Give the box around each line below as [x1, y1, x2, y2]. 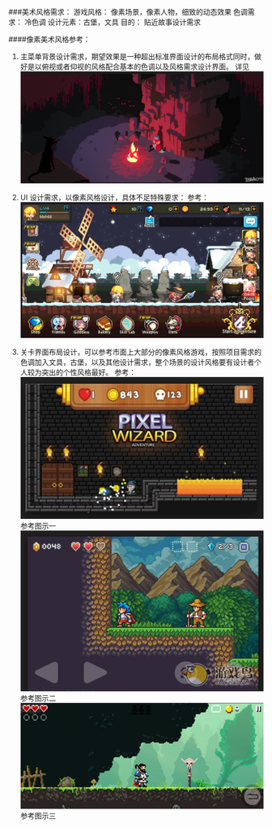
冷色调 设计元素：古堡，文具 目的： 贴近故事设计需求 [23, 17, 201, 27]
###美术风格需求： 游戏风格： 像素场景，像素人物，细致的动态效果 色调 [8, 7, 249, 16]
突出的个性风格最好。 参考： [41, 367, 136, 377]
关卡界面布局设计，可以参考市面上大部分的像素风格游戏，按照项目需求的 [19, 347, 261, 357]
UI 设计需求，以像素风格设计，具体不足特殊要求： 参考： [19, 193, 209, 203]
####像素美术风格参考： [8, 35, 91, 44]
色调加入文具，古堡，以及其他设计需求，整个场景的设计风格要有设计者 [19, 358, 255, 367]
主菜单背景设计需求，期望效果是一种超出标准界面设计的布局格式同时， [19, 52, 255, 61]
